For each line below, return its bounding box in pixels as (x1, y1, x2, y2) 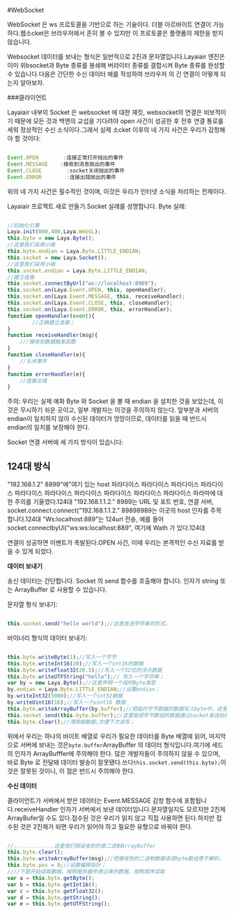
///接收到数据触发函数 (19, 338, 77, 345)
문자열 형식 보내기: (7, 600, 58, 608)
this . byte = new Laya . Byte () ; (7, 235, 95, 242)
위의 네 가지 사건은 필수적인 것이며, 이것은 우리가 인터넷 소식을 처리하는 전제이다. (7, 187, 226, 196)
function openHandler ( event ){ (7, 313, 95, 320)
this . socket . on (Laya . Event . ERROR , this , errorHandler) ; (7, 306, 173, 313)
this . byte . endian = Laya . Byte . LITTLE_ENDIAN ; (7, 248, 141, 255)
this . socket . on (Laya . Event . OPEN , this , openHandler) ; (7, 287, 167, 294)
